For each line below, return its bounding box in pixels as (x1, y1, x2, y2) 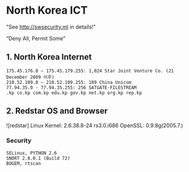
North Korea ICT (6, 4, 88, 17)
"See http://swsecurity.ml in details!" (6, 23, 96, 30)
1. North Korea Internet (6, 52, 92, 62)
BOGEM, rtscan (6, 160, 42, 167)
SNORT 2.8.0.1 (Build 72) (6, 155, 70, 161)
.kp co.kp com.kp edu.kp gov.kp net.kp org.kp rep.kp (6, 90, 143, 96)
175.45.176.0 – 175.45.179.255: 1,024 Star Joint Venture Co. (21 (6, 68, 174, 74)
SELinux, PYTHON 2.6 (6, 150, 58, 156)
